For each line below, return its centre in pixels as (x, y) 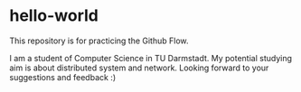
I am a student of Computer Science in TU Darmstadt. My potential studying (150, 58)
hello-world (54, 16)
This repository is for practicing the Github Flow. (99, 41)
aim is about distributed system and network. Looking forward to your (139, 68)
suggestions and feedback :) (62, 77)
